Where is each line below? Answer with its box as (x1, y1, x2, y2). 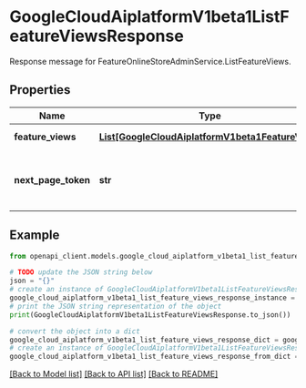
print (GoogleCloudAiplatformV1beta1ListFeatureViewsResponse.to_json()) (9, 310, 291, 320)
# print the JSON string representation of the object (9, 301, 222, 311)
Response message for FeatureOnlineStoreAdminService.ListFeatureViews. (9, 56, 291, 66)
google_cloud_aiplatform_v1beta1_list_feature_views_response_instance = (9, 293, 296, 302)
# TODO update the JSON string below (9, 268, 153, 277)
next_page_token (14, 173, 91, 186)
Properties (9, 82, 71, 97)
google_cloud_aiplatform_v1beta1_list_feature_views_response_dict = (9, 335, 280, 344)
